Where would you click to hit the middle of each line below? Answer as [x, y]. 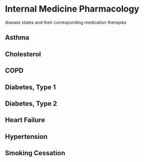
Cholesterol [23, 54]
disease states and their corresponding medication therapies [66, 22]
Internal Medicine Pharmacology [72, 9]
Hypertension [26, 137]
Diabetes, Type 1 [31, 87]
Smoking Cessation [35, 153]
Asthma [17, 38]
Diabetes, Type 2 [31, 104]
